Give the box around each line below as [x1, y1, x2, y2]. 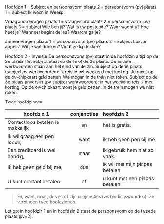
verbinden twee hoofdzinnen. [17, 199, 77, 204]
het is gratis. [103, 122, 131, 128]
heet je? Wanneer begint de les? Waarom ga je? [5, 29, 101, 35]
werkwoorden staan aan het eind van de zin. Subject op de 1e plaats [5, 63, 143, 69]
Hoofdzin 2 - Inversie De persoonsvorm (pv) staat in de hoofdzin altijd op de [5, 53, 159, 59]
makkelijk [7, 125, 29, 131]
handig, [7, 153, 25, 160]
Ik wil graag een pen [7, 133, 54, 140]
